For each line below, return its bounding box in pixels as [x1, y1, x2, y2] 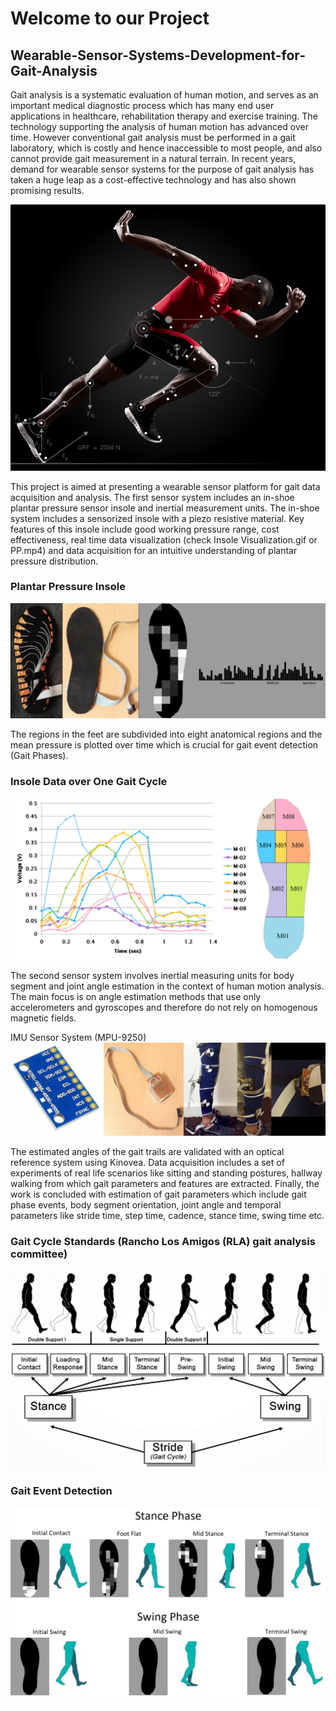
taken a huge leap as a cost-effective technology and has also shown [10, 174, 297, 186]
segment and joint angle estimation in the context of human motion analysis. [10, 980, 325, 992]
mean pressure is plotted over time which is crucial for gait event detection [10, 738, 319, 751]
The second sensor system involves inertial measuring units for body [10, 970, 295, 982]
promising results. [10, 185, 85, 196]
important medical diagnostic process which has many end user [10, 100, 275, 111]
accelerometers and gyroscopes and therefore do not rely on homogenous [10, 1002, 318, 1014]
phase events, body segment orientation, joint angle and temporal [10, 1198, 282, 1211]
